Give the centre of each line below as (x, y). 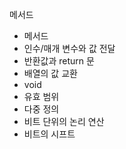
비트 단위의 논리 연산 (64, 121)
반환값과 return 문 (59, 61)
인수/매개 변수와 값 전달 (69, 48)
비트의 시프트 (49, 134)
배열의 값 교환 (50, 73)
